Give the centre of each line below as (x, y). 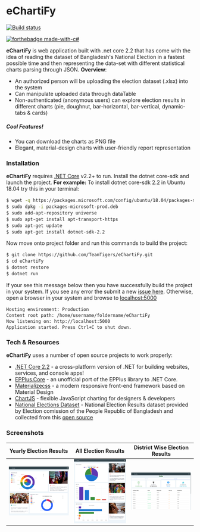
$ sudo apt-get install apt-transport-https (62, 219)
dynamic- (174, 106)
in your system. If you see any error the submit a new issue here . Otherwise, (100, 291)
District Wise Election (161, 447)
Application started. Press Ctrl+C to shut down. (69, 327)
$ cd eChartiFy (25, 261)
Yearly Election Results (39, 450)
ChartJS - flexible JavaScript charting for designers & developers (95, 399)
